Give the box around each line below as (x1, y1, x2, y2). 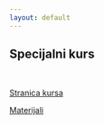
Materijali (9, 105, 43, 116)
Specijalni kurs (9, 47, 95, 62)
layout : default (9, 13, 71, 22)
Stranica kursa (9, 87, 63, 99)
